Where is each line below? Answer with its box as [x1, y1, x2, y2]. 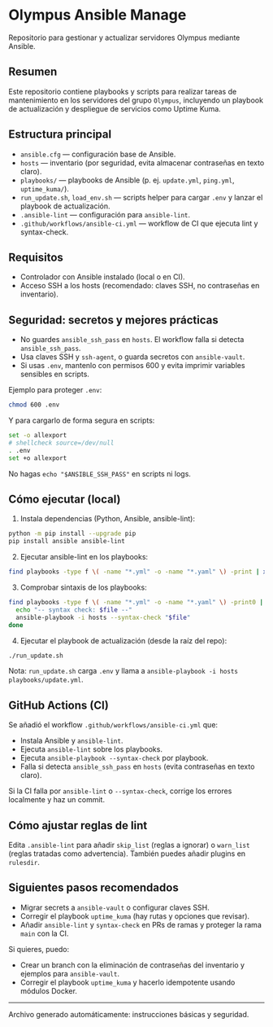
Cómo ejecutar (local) [8, 492, 121, 506]
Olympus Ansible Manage [8, 6, 187, 24]
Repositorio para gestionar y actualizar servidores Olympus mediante [8, 33, 240, 42]
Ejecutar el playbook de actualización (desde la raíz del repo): [19, 635, 227, 645]
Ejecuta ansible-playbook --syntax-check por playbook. [19, 753, 209, 763]
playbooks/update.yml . [8, 674, 84, 685]
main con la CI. [19, 928, 69, 938]
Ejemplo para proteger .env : [8, 385, 102, 395]
